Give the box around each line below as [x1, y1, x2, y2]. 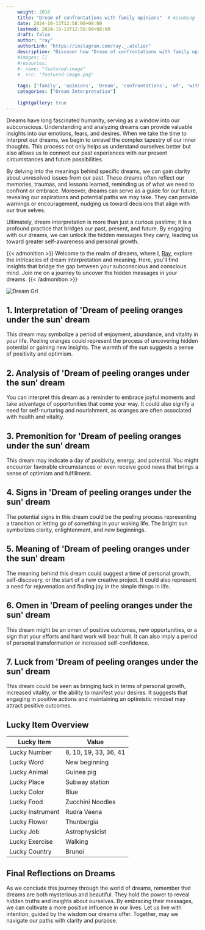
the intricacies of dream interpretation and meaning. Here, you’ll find [6, 256, 179, 263]
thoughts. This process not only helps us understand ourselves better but [6, 142, 191, 150]
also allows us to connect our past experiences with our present [6, 149, 168, 156]
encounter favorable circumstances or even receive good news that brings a [6, 463, 199, 470]
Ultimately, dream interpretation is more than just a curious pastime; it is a [6, 218, 192, 225]
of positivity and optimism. [6, 350, 73, 357]
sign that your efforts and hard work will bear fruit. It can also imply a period [6, 632, 198, 640]
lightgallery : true [17, 100, 67, 106]
